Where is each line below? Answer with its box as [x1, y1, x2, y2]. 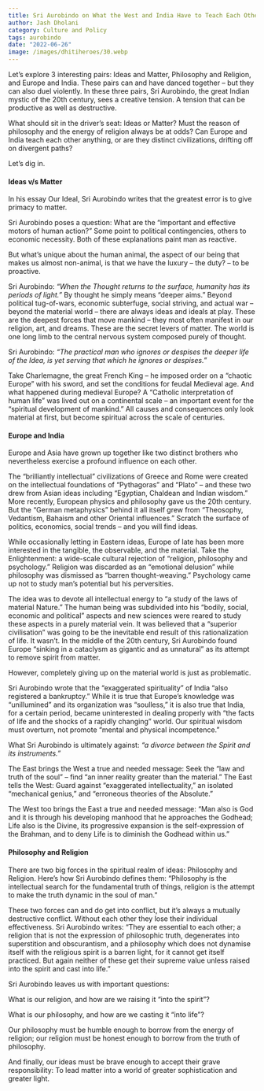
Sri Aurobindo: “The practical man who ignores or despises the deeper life [8, 347, 250, 357]
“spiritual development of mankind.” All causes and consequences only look [8, 405, 255, 414]
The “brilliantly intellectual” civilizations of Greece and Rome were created [8, 472, 249, 481]
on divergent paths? [8, 143, 73, 153]
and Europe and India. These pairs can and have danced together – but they [8, 78, 255, 87]
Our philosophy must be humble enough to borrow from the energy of [8, 1025, 234, 1034]
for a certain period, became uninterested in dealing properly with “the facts [8, 708, 255, 718]
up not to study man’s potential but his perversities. [8, 579, 174, 589]
